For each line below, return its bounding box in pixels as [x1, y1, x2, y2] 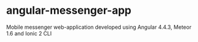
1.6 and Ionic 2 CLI [6, 29, 52, 37]
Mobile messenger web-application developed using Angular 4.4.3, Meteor [6, 23, 192, 31]
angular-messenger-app [6, 4, 132, 17]
